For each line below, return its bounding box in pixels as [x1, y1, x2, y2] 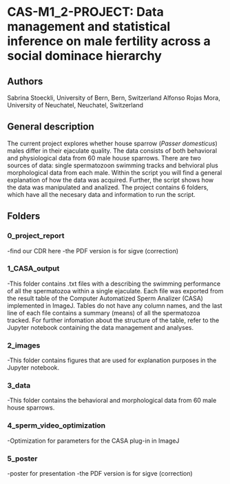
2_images [7, 340, 41, 350]
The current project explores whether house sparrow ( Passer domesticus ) [7, 139, 218, 147]
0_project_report [7, 231, 65, 241]
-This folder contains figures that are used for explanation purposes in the [7, 356, 217, 365]
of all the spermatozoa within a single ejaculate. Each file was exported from [7, 286, 224, 295]
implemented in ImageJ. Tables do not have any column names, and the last [7, 301, 222, 310]
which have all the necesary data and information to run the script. [7, 190, 196, 198]
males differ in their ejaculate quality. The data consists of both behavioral [7, 146, 218, 155]
